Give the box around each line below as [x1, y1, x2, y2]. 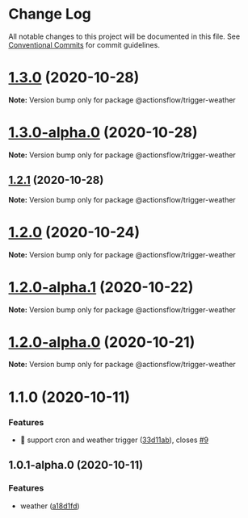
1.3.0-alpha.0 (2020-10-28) [8, 123, 198, 142]
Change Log [8, 5, 91, 23]
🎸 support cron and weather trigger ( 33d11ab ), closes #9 [19, 435, 208, 445]
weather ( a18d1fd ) [19, 501, 80, 511]
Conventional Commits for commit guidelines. [8, 40, 160, 49]
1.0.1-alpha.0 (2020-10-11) [8, 458, 144, 472]
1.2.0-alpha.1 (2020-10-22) [8, 278, 194, 296]
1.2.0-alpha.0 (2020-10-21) [8, 332, 195, 351]
